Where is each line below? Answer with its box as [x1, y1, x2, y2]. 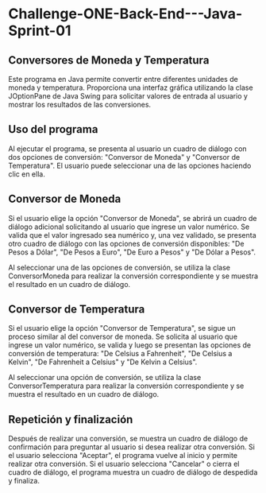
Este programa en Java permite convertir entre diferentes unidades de [8, 75, 238, 83]
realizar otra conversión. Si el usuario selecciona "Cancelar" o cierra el [8, 459, 240, 469]
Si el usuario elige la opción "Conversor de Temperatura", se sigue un [8, 324, 236, 333]
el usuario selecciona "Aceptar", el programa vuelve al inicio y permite [8, 451, 238, 460]
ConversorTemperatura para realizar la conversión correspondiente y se [8, 381, 245, 390]
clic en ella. [8, 169, 45, 179]
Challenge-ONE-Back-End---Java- [8, 5, 243, 23]
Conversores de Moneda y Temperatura [8, 53, 210, 67]
